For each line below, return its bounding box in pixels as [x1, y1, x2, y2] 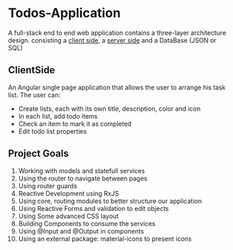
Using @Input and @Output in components [18, 227, 144, 235]
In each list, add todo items [18, 112, 98, 120]
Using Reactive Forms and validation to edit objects [18, 204, 169, 212]
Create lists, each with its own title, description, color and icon [18, 104, 201, 113]
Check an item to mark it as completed [18, 119, 132, 128]
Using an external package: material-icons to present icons [18, 234, 192, 243]
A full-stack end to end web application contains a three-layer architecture [8, 28, 227, 37]
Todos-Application [8, 5, 121, 21]
